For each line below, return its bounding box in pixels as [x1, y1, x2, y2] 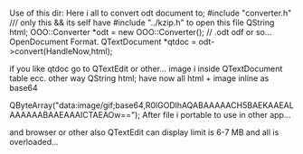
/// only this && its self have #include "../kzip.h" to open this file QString [9, 17, 275, 28]
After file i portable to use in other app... [142, 110, 291, 120]
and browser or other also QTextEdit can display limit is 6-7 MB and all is [9, 127, 279, 138]
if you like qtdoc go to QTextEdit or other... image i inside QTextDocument [9, 63, 283, 74]
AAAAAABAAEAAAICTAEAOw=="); [9, 110, 141, 120]
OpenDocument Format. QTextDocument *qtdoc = [9, 36, 197, 47]
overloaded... [9, 137, 59, 147]
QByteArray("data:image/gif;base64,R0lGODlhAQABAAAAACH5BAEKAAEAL [9, 100, 294, 111]
